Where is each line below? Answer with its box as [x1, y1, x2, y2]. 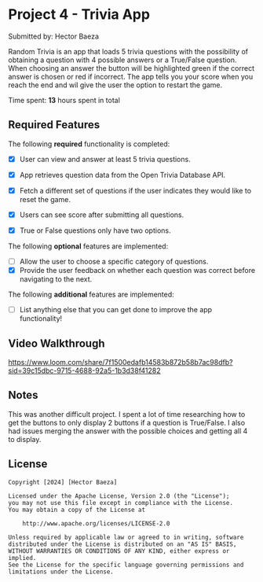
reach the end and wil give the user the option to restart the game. [8, 80, 223, 90]
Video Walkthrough [8, 337, 105, 350]
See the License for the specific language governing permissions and [8, 561, 244, 569]
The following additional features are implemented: [8, 289, 174, 300]
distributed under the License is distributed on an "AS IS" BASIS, [8, 540, 237, 548]
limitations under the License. [8, 568, 114, 576]
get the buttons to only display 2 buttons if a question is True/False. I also [8, 418, 246, 427]
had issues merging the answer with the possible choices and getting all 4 [8, 426, 248, 436]
